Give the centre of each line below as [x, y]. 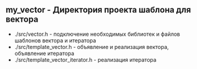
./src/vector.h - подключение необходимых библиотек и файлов [97, 34]
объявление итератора [44, 53]
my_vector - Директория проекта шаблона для [98, 10]
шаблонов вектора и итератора [55, 40]
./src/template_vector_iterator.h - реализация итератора [85, 59]
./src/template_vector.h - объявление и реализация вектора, [92, 47]
